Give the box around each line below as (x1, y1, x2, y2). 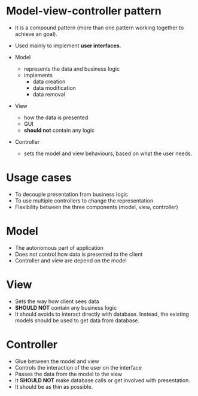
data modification (32, 84, 77, 91)
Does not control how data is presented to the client (14, 250, 143, 258)
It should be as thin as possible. (14, 383, 93, 390)
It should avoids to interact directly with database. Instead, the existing (14, 310, 190, 318)
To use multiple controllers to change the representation (14, 197, 154, 204)
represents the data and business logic (23, 65, 120, 72)
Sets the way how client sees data (14, 298, 100, 305)
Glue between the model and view (14, 358, 100, 365)
